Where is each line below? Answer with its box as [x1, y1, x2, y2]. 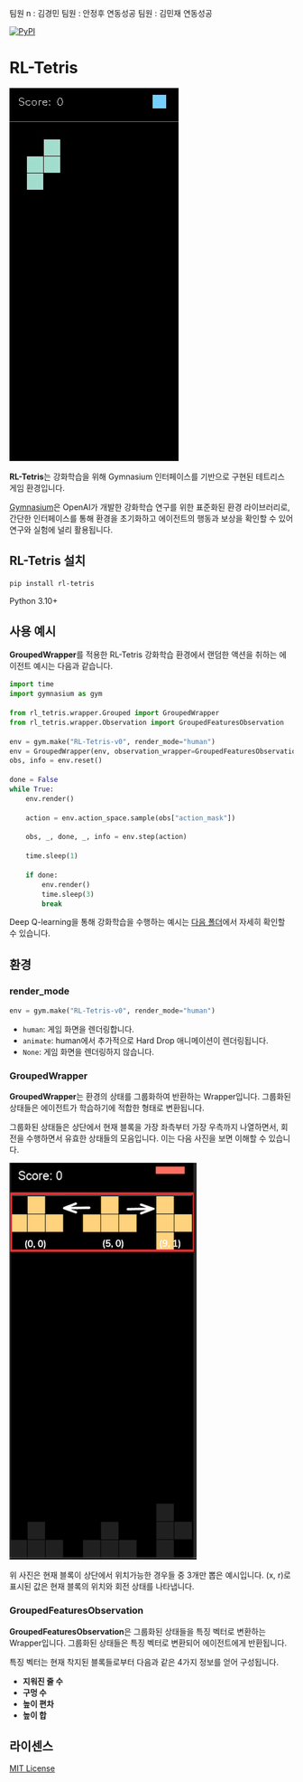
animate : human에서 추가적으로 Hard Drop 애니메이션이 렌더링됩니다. [22, 1035, 269, 1046]
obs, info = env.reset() [9, 756, 103, 766]
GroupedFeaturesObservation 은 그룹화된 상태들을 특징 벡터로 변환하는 [9, 1626, 266, 1636]
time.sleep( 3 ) [41, 890, 95, 899]
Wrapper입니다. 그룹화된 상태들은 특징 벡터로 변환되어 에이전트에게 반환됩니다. [9, 1637, 287, 1648]
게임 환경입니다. [9, 482, 66, 493]
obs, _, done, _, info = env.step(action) [25, 833, 188, 842]
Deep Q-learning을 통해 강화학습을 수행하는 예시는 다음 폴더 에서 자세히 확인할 [9, 917, 286, 928]
